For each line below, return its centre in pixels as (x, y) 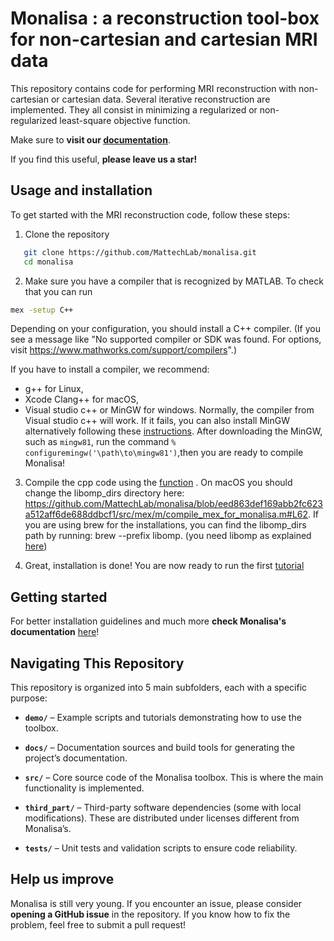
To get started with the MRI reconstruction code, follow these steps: (150, 214)
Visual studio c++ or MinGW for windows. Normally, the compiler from (169, 410)
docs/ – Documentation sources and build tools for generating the (159, 747)
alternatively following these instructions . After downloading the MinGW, (173, 431)
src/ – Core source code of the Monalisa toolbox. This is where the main (174, 777)
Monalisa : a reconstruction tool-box (165, 18)
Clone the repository (67, 234)
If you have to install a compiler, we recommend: (110, 369)
